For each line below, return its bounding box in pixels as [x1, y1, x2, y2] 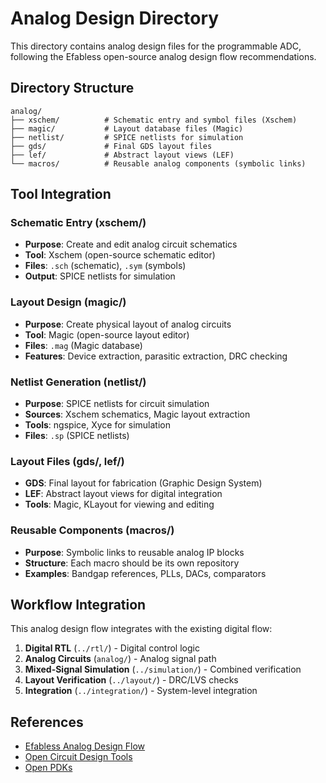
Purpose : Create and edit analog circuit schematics [24, 238, 238, 251]
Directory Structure [10, 80, 135, 97]
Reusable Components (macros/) [10, 523, 175, 537]
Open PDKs [24, 762, 73, 774]
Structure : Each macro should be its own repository [24, 557, 240, 569]
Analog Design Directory [10, 7, 220, 30]
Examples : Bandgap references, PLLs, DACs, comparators [24, 567, 267, 579]
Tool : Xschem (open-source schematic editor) [24, 249, 216, 261]
